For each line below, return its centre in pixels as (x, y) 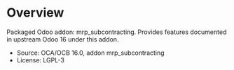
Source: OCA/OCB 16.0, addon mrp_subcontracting (91, 53)
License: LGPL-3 (40, 60)
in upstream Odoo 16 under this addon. (63, 39)
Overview (35, 13)
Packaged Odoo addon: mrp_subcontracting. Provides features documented (117, 32)
